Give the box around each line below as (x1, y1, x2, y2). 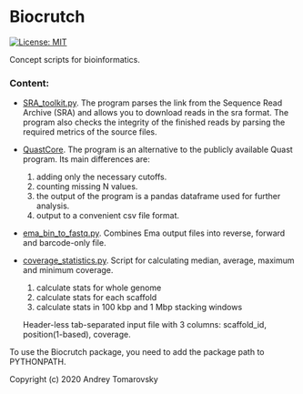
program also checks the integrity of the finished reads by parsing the (22, 116, 286, 128)
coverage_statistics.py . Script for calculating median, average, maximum (22, 255, 295, 266)
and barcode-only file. (22, 237, 106, 248)
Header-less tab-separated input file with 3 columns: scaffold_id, (22, 319, 267, 330)
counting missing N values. (35, 181, 138, 192)
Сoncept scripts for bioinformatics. (9, 54, 141, 65)
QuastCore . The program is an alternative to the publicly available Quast (22, 144, 293, 156)
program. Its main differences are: (22, 154, 150, 165)
